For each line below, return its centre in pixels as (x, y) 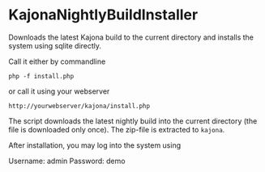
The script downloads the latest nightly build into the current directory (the (133, 121)
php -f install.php (41, 76)
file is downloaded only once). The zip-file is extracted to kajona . (117, 129)
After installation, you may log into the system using (94, 145)
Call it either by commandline (57, 61)
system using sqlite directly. (55, 45)
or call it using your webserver (59, 91)
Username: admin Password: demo (67, 161)
